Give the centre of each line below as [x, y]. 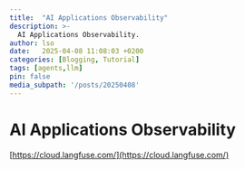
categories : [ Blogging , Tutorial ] [75, 60]
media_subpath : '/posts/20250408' [75, 85]
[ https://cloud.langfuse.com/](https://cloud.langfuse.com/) [119, 155]
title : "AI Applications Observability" [89, 18]
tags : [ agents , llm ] [46, 69]
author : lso [32, 43]
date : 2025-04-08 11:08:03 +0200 [77, 52]
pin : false [30, 77]
